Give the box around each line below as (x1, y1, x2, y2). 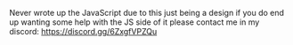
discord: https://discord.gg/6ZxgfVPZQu (9, 26, 158, 36)
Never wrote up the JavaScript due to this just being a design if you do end (9, 8, 285, 18)
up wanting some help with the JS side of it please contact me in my (9, 17, 260, 27)
